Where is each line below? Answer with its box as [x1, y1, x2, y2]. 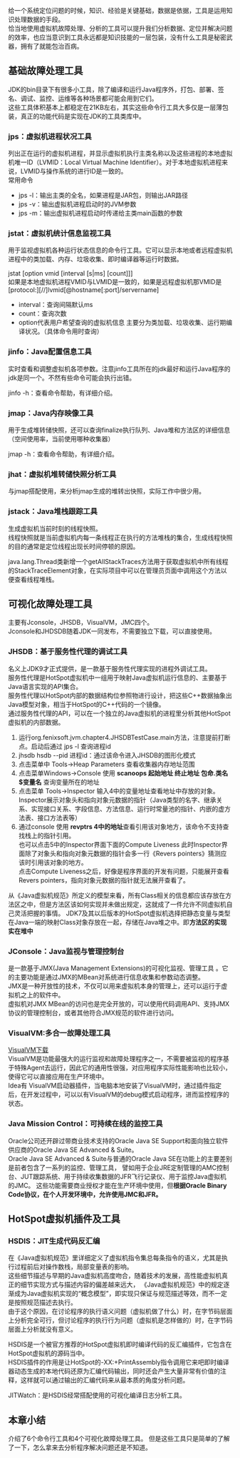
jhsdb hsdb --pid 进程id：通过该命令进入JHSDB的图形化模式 [18, 750, 196, 759]
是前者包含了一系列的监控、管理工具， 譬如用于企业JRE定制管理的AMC [8, 1163, 216, 1172]
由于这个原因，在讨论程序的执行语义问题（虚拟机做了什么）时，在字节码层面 [8, 1307, 233, 1316]
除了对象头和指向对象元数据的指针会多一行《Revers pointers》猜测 [24, 849, 221, 858]
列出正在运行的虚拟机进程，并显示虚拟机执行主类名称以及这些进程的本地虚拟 [8, 149, 233, 158]
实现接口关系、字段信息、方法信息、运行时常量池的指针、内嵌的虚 [31, 804, 225, 813]
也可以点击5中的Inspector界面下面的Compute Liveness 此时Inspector [18, 840, 222, 848]
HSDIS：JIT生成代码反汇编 [8, 1236, 100, 1246]
